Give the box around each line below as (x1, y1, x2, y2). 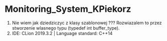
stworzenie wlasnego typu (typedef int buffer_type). (12, 25, 120, 31)
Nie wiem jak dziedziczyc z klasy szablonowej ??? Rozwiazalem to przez (12, 20, 162, 26)
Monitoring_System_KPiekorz (5, 3, 131, 15)
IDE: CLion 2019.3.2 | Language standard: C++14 (12, 30, 113, 36)
